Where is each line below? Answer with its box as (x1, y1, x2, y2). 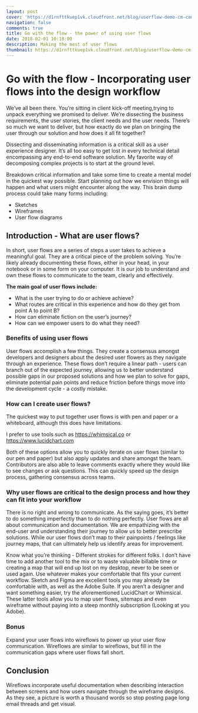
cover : (6, 14, 22, 20)
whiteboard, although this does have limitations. (6, 420, 123, 427)
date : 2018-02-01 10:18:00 (6, 36, 72, 42)
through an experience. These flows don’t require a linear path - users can (6, 360, 187, 367)
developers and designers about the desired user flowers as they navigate (6, 354, 187, 361)
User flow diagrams (14, 213, 63, 221)
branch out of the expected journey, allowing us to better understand (6, 366, 174, 373)
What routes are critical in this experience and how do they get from (14, 301, 180, 308)
